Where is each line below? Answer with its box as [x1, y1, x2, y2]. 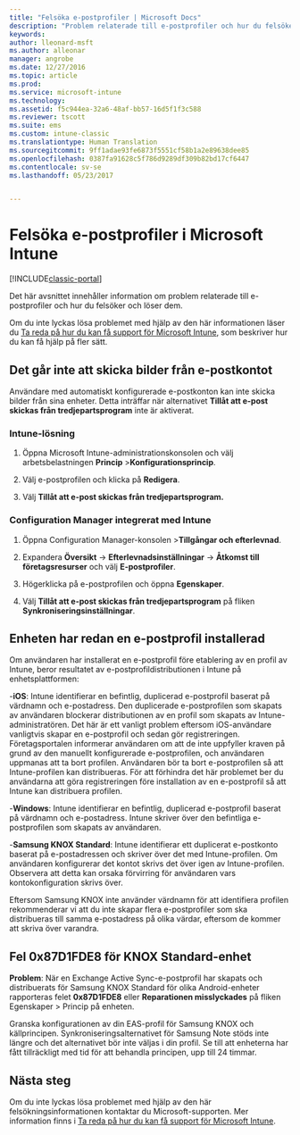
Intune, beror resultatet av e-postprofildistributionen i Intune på [9, 664, 242, 675]
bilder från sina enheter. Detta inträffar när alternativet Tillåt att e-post [9, 396, 269, 406]
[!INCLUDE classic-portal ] [9, 273, 103, 284]
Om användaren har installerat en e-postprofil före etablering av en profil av [9, 655, 287, 665]
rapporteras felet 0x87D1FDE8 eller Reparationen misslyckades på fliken [9, 992, 281, 1003]
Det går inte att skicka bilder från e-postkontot [9, 363, 273, 378]
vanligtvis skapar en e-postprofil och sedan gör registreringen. [9, 729, 240, 739]
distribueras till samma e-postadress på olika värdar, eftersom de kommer [9, 914, 281, 924]
